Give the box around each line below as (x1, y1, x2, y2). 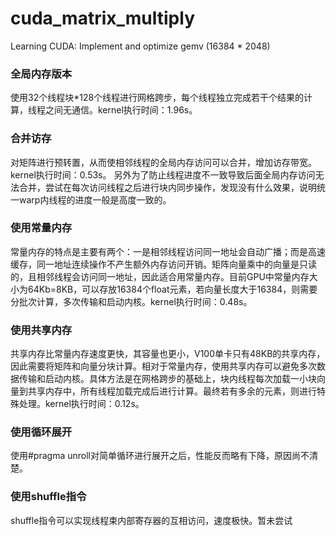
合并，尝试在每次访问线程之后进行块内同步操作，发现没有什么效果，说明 (18, 181, 317, 193)
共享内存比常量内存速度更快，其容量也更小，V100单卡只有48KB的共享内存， (10, 348, 326, 360)
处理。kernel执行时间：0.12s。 (18, 398, 145, 410)
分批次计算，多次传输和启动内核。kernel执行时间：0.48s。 (10, 295, 253, 307)
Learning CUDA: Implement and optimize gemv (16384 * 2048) (10, 40, 271, 52)
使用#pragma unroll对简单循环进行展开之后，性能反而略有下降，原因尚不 (10, 450, 310, 462)
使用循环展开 (10, 425, 73, 439)
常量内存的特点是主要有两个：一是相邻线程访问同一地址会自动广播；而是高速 (10, 245, 326, 257)
